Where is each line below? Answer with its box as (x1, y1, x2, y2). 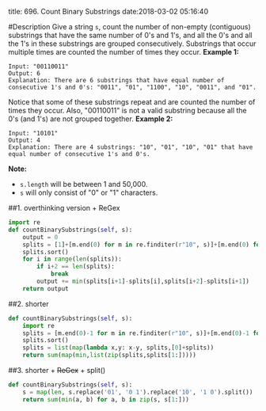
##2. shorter (8, 299, 49, 308)
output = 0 (22, 233, 59, 241)
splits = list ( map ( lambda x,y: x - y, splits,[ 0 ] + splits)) (22, 344, 215, 352)
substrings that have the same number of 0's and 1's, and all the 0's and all (8, 31, 253, 40)
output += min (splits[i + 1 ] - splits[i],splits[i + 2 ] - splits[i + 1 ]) (36, 277, 249, 285)
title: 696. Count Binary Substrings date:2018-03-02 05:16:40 (8, 7, 208, 16)
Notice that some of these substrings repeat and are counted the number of (8, 97, 256, 106)
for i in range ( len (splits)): (22, 255, 123, 264)
